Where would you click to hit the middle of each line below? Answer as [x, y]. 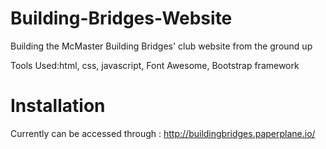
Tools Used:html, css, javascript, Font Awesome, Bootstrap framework [155, 65]
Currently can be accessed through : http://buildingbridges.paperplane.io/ [163, 133]
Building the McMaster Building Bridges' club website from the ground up [161, 46]
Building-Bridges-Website [121, 18]
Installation [58, 106]
